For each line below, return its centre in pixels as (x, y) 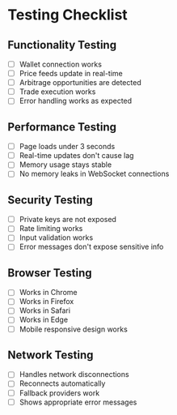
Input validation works (56, 237)
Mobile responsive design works (74, 329)
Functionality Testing (62, 45)
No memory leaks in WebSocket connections (94, 174)
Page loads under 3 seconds (67, 147)
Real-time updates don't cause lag (76, 156)
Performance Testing (62, 127)
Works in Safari (44, 310)
